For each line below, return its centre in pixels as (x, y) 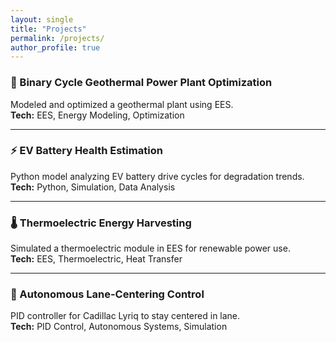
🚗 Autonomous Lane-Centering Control (107, 294)
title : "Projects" (48, 29)
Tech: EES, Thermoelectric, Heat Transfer (96, 259)
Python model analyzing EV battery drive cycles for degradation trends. (157, 176)
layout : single (42, 19)
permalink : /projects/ (57, 38)
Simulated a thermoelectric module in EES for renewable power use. (150, 248)
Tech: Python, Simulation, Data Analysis (93, 187)
